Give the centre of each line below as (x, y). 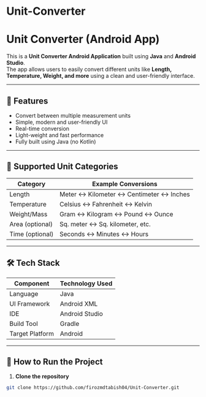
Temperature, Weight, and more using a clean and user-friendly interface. (101, 76)
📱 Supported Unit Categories (62, 167)
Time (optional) (32, 234)
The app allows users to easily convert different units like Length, (89, 69)
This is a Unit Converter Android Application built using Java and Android (101, 56)
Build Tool (24, 323)
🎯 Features (27, 101)
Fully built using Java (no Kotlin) (55, 142)
